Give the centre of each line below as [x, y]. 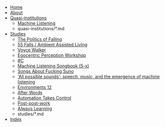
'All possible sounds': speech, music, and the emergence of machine [89, 77]
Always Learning [35, 108]
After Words [30, 93]
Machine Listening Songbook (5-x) [53, 66]
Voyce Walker [32, 50]
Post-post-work [34, 103]
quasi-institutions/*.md [41, 29]
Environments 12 [34, 87]
